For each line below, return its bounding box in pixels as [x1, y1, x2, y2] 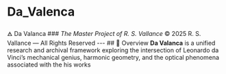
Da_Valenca [7, 4, 75, 20]
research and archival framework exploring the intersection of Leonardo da [7, 45, 219, 54]
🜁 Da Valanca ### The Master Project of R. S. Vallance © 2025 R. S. [7, 29, 201, 37]
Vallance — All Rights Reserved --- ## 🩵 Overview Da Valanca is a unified [7, 39, 216, 47]
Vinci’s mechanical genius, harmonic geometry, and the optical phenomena [7, 53, 220, 61]
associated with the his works [7, 60, 91, 69]
